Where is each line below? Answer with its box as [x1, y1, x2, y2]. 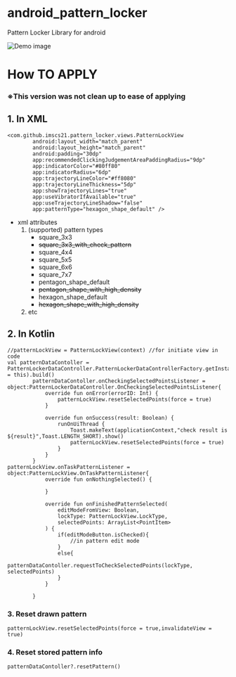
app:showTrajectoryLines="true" [32, 187, 128, 194]
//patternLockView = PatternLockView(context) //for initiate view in [7, 347, 218, 354]
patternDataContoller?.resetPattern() [7, 663, 121, 671]
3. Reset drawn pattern [7, 609, 87, 619]
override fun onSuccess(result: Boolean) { [44, 414, 174, 421]
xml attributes [17, 218, 58, 226]
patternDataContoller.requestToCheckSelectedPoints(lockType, [7, 562, 193, 569]
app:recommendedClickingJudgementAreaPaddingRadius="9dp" [32, 156, 206, 163]
